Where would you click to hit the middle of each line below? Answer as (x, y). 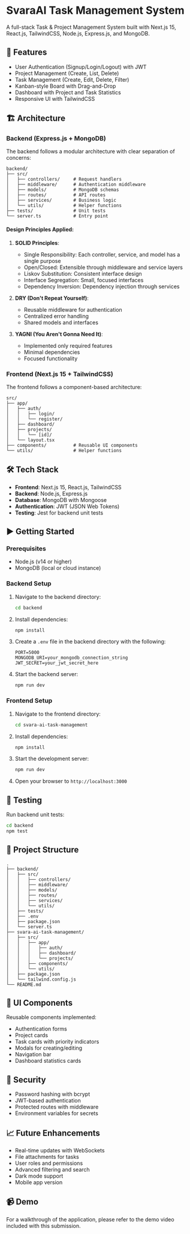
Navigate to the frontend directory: (58, 714)
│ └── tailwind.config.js (41, 979)
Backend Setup (29, 584)
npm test (17, 831)
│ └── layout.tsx (31, 440)
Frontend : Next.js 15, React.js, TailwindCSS (68, 487)
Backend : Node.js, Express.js (51, 494)
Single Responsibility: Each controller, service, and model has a (102, 254)
